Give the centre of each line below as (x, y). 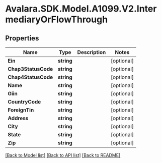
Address (18, 118)
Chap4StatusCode (30, 77)
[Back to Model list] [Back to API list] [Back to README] (63, 155)
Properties (22, 38)
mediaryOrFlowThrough (57, 19)
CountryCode (24, 102)
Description (92, 52)
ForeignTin (21, 110)
